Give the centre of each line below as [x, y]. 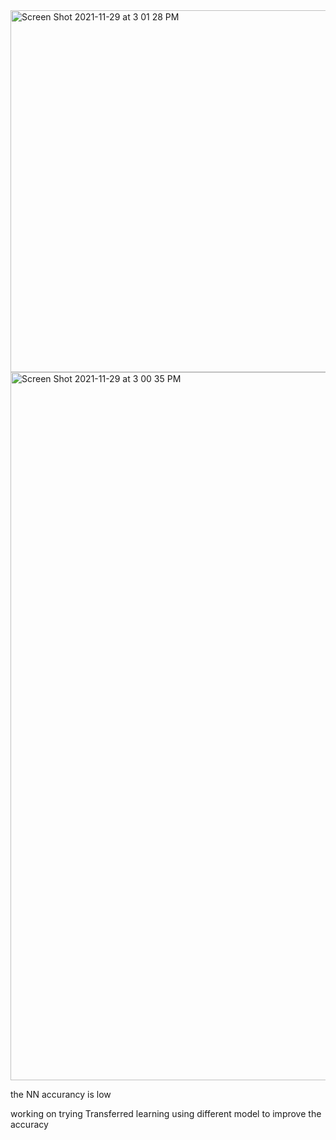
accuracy [29, 1124]
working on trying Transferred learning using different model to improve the [166, 1113]
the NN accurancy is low [61, 1094]
